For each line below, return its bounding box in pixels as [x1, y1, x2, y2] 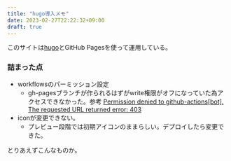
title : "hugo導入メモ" [7, 10, 69, 17]
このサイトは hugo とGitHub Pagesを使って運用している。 [7, 43, 171, 52]
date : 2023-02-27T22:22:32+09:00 [7, 17, 105, 24]
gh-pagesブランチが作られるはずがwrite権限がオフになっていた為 [27, 88, 218, 97]
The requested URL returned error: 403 [27, 105, 142, 113]
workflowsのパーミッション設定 [17, 80, 110, 88]
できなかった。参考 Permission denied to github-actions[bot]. [46, 97, 224, 106]
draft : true [7, 23, 42, 30]
